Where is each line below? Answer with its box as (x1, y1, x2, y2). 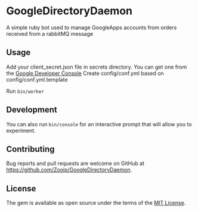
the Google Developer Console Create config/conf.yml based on (6, 70, 164, 77)
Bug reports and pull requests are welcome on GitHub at (6, 160, 145, 167)
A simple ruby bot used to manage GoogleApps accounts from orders (6, 24, 177, 31)
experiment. (6, 127, 36, 134)
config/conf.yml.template (6, 76, 68, 83)
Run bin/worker (6, 88, 45, 95)
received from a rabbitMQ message (6, 30, 94, 37)
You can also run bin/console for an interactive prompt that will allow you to (6, 120, 192, 127)
